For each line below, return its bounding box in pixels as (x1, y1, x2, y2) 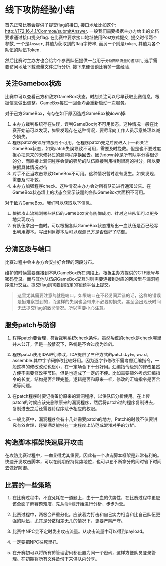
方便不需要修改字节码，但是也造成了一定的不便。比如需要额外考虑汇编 (12, 370, 156, 376)
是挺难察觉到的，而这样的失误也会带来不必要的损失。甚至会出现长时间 (17, 298, 161, 304)
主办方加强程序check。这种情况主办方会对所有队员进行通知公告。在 (12, 183, 151, 189)
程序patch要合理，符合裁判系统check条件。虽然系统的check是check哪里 (12, 335, 162, 341)
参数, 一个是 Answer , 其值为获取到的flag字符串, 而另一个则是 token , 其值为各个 (5, 40, 160, 46)
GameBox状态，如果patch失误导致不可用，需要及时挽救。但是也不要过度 (12, 145, 161, 151)
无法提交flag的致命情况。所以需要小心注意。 (17, 305, 108, 311)
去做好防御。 (5, 465, 31, 471)
